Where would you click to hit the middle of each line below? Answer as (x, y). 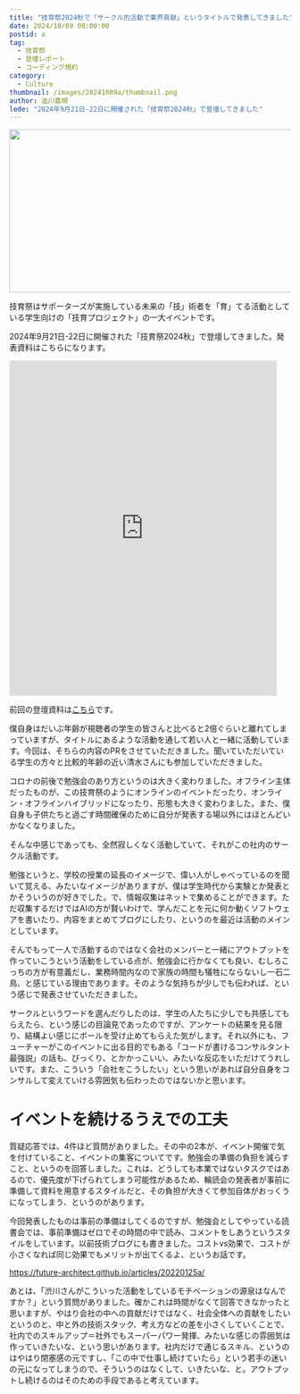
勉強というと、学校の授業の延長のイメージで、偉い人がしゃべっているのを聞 (150, 875)
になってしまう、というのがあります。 (79, 1202)
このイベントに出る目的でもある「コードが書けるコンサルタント (173, 1047)
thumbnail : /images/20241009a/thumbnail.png (93, 92)
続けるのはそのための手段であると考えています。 (114, 1381)
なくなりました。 (48, 826)
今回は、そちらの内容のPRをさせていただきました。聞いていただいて (150, 751)
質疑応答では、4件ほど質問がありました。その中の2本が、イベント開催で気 (147, 1146)
